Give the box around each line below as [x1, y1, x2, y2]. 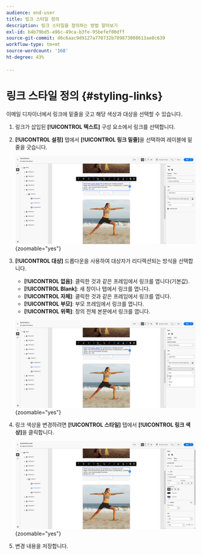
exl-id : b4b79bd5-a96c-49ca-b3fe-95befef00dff [6, 29, 125, 35]
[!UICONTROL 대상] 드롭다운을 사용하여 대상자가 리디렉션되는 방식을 [14, 257, 177, 265]
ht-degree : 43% [6, 54, 44, 60]
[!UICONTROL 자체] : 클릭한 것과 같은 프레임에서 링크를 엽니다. [23, 292, 171, 299]
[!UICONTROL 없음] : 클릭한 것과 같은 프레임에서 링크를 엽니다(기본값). [23, 277, 190, 284]
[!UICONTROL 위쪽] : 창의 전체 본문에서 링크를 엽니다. [23, 307, 151, 315]
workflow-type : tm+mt [6, 42, 61, 48]
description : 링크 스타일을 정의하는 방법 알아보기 [6, 22, 118, 28]
